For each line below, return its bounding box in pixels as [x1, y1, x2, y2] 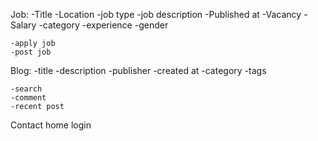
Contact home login [10, 119, 92, 131]
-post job [10, 47, 52, 57]
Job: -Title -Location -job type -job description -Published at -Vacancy [10, 9, 302, 20]
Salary [10, 19, 37, 31]
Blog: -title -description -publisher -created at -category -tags [10, 65, 267, 76]
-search [10, 84, 43, 94]
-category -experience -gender [38, 19, 169, 31]
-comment [10, 93, 47, 103]
